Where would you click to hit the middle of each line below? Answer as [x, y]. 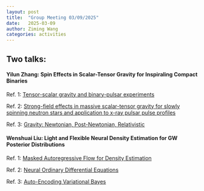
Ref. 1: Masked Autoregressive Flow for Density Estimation [79, 158]
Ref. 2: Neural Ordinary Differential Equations [63, 170]
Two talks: [26, 59]
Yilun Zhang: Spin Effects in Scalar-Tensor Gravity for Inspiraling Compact [102, 75]
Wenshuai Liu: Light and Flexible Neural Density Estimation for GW [92, 138]
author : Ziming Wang [32, 29]
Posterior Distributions [36, 145]
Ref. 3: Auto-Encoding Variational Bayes [56, 181]
